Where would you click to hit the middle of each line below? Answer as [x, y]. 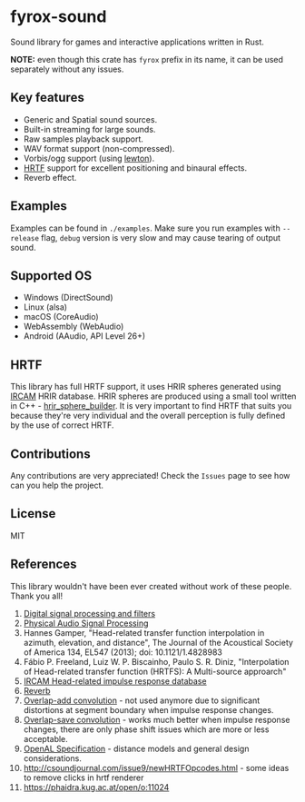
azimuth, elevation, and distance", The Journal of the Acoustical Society [158, 642]
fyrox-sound [59, 17]
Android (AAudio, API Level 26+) [84, 336]
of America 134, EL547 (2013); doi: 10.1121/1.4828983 [123, 652]
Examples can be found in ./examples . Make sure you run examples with [145, 228]
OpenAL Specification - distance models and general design [136, 748]
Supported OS [51, 276]
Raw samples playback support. [84, 139]
